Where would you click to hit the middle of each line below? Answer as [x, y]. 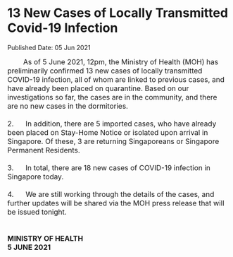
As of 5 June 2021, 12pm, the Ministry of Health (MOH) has [121, 61]
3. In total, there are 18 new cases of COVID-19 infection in [109, 167]
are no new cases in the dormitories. [68, 106]
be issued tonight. [37, 212]
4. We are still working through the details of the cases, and [111, 194]
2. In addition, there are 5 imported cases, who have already [112, 124]
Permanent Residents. [44, 150]
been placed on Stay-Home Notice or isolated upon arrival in [108, 132]
